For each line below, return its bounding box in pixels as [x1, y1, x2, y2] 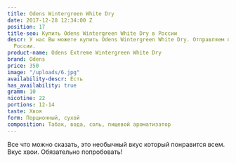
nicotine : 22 [7, 95, 46, 102]
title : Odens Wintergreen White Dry [7, 10, 114, 17]
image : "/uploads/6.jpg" [7, 69, 80, 76]
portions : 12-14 [7, 101, 55, 108]
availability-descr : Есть [7, 75, 83, 83]
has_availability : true [7, 82, 77, 89]
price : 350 [7, 62, 39, 69]
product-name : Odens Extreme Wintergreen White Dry [7, 50, 162, 57]
